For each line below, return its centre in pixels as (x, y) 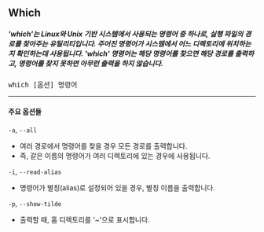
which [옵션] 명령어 (43, 85)
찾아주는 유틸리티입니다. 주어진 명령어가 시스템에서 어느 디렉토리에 (123, 43)
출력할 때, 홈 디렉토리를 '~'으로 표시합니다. (85, 219)
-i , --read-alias (35, 171)
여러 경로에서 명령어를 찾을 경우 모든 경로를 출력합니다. (103, 145)
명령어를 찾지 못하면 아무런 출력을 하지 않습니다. (91, 63)
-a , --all (23, 130)
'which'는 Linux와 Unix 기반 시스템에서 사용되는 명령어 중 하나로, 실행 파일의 (126, 34)
